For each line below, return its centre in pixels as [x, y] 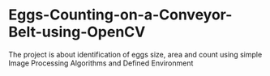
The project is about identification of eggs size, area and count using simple [135, 54]
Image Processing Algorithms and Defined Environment [101, 63]
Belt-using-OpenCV [77, 32]
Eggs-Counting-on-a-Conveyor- [120, 15]
